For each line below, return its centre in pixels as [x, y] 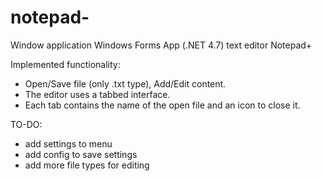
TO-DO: [26, 124]
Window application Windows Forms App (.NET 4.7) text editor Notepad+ [161, 45]
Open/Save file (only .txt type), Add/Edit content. [125, 83]
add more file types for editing [87, 165]
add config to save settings [81, 154]
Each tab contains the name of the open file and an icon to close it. [162, 105]
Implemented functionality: [65, 64]
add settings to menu [68, 143]
